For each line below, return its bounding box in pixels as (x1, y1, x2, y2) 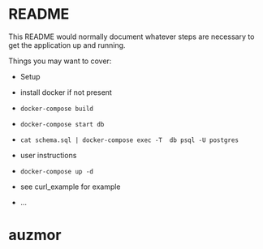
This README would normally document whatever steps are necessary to (8, 32, 255, 41)
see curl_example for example (19, 182, 121, 191)
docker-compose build (19, 105, 93, 113)
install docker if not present (19, 87, 112, 97)
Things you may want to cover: (8, 56, 112, 66)
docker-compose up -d (19, 167, 93, 175)
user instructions (19, 150, 77, 160)
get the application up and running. (8, 40, 126, 49)
